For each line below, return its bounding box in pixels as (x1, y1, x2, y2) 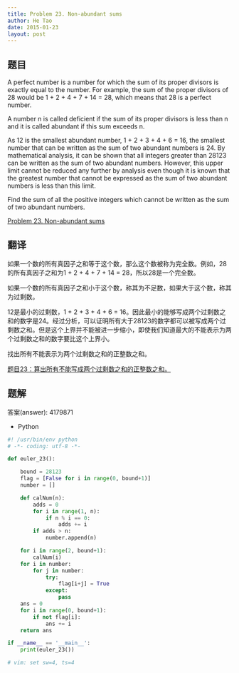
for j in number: (33, 567, 84, 575)
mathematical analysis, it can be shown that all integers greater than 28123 (7, 151, 227, 160)
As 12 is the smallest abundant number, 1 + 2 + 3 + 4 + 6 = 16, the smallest (7, 136, 225, 145)
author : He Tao (7, 17, 53, 24)
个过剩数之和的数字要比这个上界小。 (7, 334, 114, 343)
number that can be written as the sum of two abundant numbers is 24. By (7, 143, 225, 152)
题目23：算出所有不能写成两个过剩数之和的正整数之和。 (7, 365, 171, 373)
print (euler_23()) (20, 647, 75, 654)
